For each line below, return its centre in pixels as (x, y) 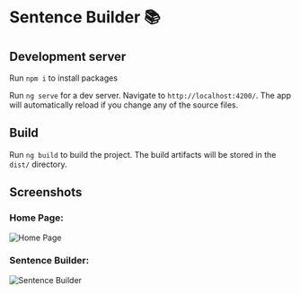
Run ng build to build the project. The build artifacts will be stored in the (143, 154)
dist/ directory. (38, 164)
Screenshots (46, 192)
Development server (68, 56)
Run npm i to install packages (64, 78)
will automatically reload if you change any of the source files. (124, 105)
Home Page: (37, 218)
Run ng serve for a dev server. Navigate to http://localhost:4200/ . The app (150, 95)
